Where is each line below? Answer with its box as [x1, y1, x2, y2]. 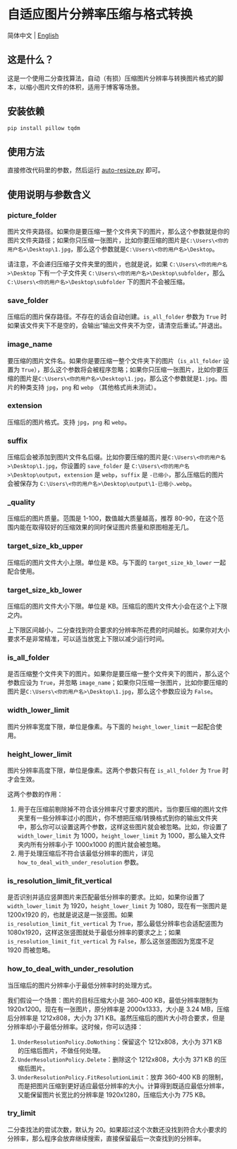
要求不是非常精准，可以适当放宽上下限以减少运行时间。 [7, 635, 168, 643]
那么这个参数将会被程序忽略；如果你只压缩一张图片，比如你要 [43, 365, 223, 374]
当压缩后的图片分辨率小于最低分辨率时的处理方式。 [7, 981, 156, 989]
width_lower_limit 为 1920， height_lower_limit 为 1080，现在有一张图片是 [7, 902, 228, 910]
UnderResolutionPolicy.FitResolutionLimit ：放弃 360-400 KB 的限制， [17, 1073, 227, 1081]
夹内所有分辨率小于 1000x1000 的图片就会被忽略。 [17, 840, 164, 848]
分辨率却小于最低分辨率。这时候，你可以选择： [7, 1022, 143, 1031]
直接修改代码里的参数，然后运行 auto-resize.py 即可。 [7, 166, 164, 174]
